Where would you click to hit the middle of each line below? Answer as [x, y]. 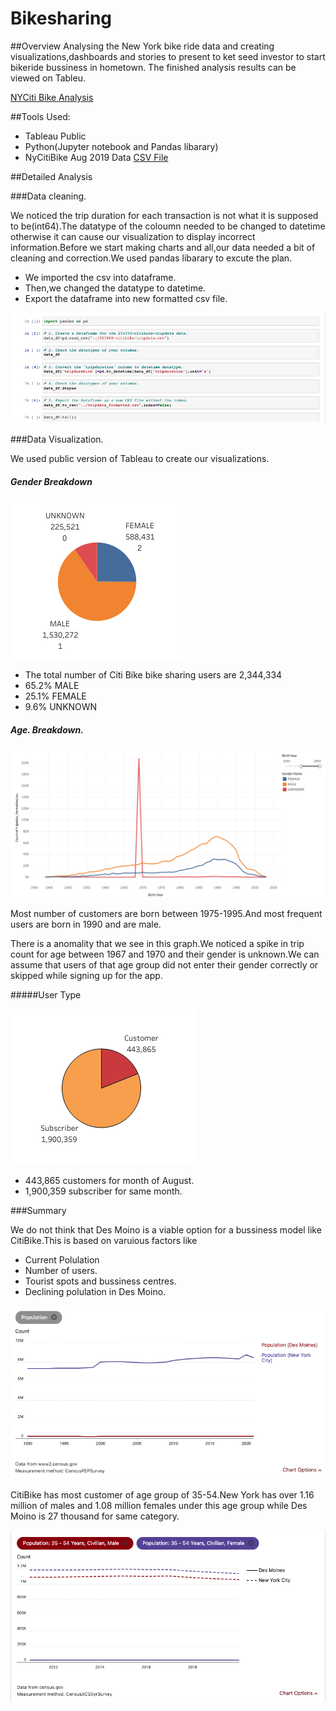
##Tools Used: [40, 116]
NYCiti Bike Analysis [52, 97]
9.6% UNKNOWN [61, 707]
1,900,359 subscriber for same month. [103, 1191]
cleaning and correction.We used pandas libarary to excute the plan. [151, 258]
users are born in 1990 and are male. [86, 924]
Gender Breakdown [51, 481]
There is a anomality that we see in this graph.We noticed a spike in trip [157, 943]
